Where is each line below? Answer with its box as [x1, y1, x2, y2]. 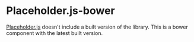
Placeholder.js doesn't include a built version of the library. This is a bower [6, 23, 188, 30]
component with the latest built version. [6, 29, 103, 36]
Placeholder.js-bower [6, 4, 115, 17]
